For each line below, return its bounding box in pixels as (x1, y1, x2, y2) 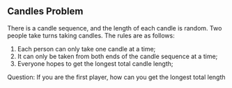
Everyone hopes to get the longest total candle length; (17, 59, 173, 68)
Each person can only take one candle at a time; (17, 44, 156, 53)
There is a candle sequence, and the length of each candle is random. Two (7, 24, 222, 32)
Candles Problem (7, 6, 84, 17)
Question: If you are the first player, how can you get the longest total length (7, 73, 226, 81)
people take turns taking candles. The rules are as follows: (7, 31, 176, 39)
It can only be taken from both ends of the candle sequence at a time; (17, 52, 218, 60)
